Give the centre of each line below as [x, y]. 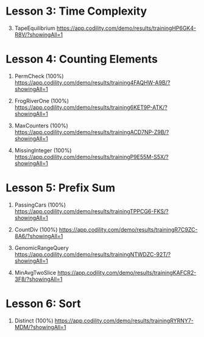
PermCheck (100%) [39, 76]
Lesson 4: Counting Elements [82, 59]
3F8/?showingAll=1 [38, 279]
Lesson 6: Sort [43, 303]
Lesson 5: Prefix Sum [61, 188]
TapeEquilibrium [35, 28]
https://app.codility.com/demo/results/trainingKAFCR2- [127, 272]
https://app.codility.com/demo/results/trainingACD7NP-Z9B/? [92, 132]
